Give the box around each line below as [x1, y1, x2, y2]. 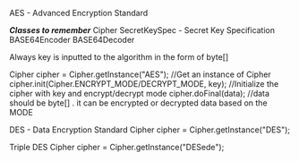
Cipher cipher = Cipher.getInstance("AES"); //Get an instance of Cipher [9, 69, 271, 80]
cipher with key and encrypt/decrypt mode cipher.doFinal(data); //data [9, 89, 270, 98]
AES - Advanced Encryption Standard [9, 8, 149, 18]
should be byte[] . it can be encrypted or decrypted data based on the [9, 97, 268, 108]
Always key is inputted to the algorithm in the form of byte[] [9, 52, 229, 62]
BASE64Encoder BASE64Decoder [9, 35, 135, 45]
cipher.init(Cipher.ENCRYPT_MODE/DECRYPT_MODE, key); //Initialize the [9, 79, 279, 89]
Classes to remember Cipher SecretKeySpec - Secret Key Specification [9, 25, 276, 35]
